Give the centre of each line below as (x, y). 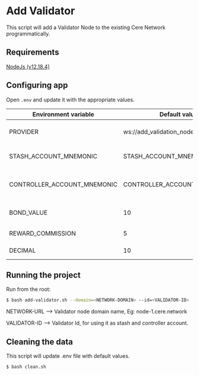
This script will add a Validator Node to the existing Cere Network (86, 27)
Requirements (33, 53)
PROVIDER (24, 132)
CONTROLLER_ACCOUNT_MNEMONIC (63, 184)
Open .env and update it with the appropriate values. (70, 100)
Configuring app (37, 85)
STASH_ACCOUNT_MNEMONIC (53, 156)
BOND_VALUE (28, 212)
